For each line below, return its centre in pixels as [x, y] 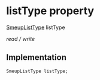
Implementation [37, 57]
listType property [50, 11]
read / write [20, 39]
